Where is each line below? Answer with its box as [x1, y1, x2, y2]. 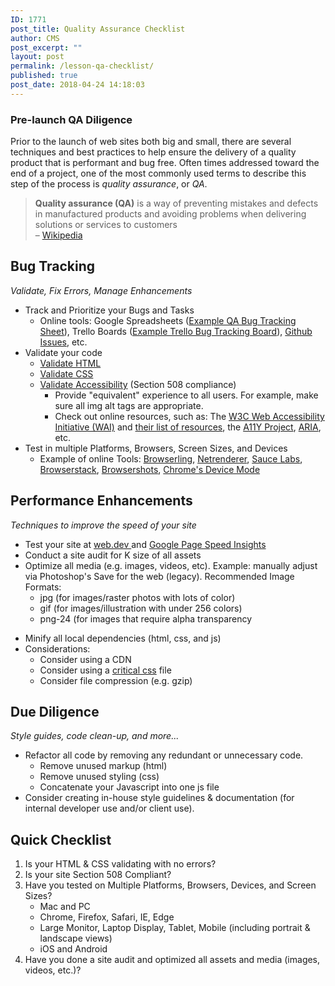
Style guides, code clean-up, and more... [10, 730, 180, 742]
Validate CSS [39, 367, 94, 380]
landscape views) [39, 932, 113, 945]
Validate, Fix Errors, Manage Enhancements [10, 284, 193, 296]
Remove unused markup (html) [39, 760, 168, 772]
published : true [10, 71, 78, 81]
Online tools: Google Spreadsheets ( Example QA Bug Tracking [39, 314, 297, 326]
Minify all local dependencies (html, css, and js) [24, 632, 222, 644]
